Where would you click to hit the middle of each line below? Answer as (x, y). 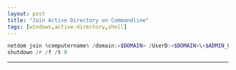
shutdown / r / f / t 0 (38, 52)
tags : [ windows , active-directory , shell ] (67, 27)
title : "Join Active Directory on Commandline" (78, 20)
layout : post (26, 14)
